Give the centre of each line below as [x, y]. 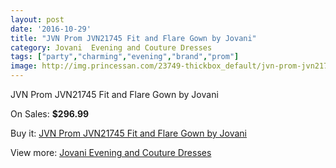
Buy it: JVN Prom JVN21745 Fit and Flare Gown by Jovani [128, 133]
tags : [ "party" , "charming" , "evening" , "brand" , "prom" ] [125, 57]
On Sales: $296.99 [50, 114]
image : [24, 66]
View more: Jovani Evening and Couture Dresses [111, 152]
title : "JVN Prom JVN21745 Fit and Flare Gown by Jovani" [133, 38]
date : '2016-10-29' [51, 29]
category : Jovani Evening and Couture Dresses [111, 47]
